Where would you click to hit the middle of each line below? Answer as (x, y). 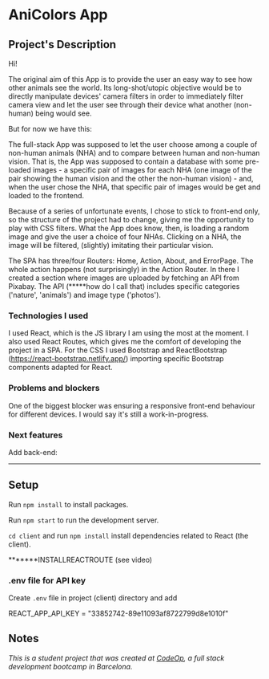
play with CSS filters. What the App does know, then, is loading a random (129, 228)
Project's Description (62, 45)
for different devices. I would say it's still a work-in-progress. (109, 414)
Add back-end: (33, 452)
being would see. (63, 113)
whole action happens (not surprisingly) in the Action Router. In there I (124, 269)
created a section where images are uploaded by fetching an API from (124, 278)
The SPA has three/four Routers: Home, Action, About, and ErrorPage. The (131, 261)
